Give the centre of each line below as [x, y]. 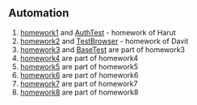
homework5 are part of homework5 [79, 67]
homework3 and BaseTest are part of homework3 [103, 49]
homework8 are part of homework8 [79, 92]
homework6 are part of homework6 [79, 75]
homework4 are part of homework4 [79, 58]
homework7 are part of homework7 [79, 83]
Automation [39, 13]
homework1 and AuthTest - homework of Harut [98, 32]
